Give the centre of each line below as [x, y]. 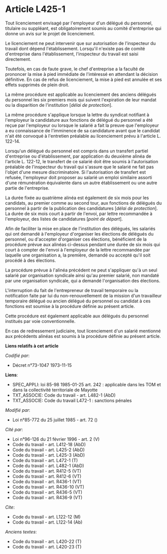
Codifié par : [17, 355]
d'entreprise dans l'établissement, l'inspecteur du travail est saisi [72, 54]
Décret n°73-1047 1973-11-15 [42, 365]
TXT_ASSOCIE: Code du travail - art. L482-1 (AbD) [64, 395]
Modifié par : [18, 410]
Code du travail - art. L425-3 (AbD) [49, 455]
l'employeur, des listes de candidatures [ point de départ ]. [64, 219]
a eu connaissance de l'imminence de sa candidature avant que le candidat [83, 130]
